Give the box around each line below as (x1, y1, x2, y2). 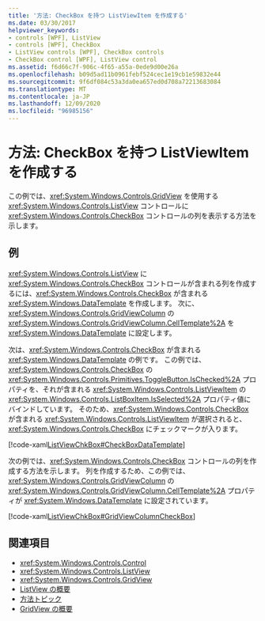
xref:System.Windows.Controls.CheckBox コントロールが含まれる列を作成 (8, 278, 250, 288)
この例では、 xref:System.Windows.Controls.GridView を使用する (8, 191, 219, 200)
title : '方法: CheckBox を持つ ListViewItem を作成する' (8, 11, 188, 20)
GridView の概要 (19, 604, 73, 613)
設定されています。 (150, 495, 213, 505)
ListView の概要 (19, 584, 71, 593)
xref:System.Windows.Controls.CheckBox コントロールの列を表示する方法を (8, 210, 257, 220)
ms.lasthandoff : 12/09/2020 (8, 100, 101, 108)
